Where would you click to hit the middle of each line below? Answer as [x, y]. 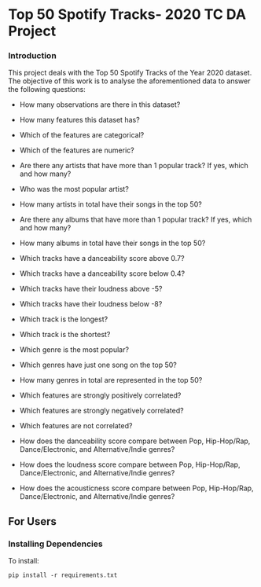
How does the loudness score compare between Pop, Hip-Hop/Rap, [130, 464]
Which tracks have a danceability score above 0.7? [102, 259]
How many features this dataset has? [79, 120]
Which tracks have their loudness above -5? [91, 289]
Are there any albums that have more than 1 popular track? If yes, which [136, 220]
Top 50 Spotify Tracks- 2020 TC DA [127, 15]
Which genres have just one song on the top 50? [98, 365]
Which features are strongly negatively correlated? [101, 411]
